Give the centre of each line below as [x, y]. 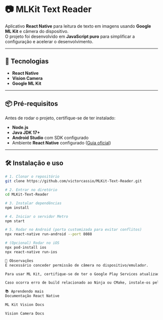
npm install [17, 208]
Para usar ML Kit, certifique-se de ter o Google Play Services [71, 274]
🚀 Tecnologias [27, 61]
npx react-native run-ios [31, 252]
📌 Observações [19, 261]
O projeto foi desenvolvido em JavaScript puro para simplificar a [70, 36]
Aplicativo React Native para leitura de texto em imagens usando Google [78, 26]
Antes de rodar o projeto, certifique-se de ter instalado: [60, 118]
